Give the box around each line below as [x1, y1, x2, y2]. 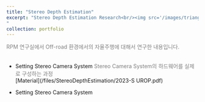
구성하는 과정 [21, 70, 53, 78]
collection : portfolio [6, 25, 64, 32]
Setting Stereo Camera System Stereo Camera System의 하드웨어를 [15, 63, 184, 70]
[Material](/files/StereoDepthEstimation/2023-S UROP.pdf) [15, 77, 164, 84]
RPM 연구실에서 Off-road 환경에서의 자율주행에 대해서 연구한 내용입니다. [6, 43, 180, 50]
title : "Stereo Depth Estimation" [6, 8, 95, 15]
